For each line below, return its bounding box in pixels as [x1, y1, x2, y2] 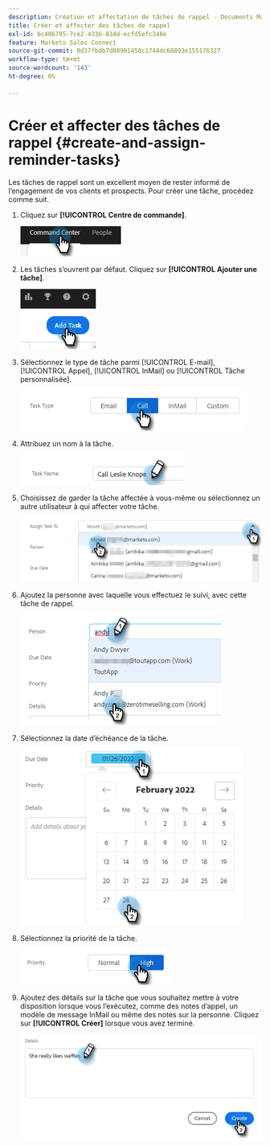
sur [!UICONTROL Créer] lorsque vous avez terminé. [19, 1018, 195, 1028]
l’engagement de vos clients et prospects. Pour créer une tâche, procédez [8, 186, 254, 195]
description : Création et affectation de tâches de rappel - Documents [8, 13, 253, 21]
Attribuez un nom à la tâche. [19, 438, 114, 448]
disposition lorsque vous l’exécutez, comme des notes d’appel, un [19, 1001, 239, 1011]
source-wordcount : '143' [8, 64, 92, 72]
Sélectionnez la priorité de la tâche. [19, 933, 138, 943]
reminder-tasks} [8, 150, 121, 169]
